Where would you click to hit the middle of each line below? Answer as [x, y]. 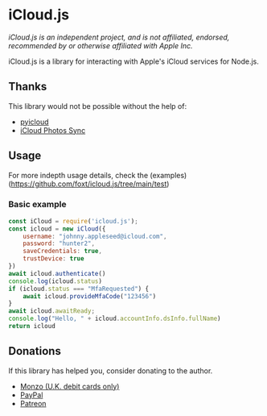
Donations [35, 351]
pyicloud [34, 122]
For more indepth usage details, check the [78, 175]
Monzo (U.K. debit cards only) [70, 386]
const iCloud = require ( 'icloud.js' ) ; [73, 221]
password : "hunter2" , [59, 243]
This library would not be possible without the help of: [98, 106]
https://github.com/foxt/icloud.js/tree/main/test [89, 184]
